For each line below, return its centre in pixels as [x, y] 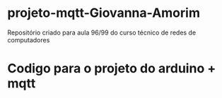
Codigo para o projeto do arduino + [112, 69]
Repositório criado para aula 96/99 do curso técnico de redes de [102, 32]
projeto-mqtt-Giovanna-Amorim [104, 13]
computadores [29, 39]
